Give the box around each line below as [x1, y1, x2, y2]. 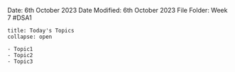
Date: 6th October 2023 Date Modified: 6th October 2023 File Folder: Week [7, 6, 228, 14]
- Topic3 [7, 58, 33, 65]
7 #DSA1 [7, 13, 32, 22]
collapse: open [7, 33, 53, 40]
